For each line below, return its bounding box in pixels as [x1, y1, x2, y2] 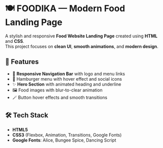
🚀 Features [5, 58, 39, 66]
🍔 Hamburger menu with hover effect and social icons [12, 76, 122, 82]
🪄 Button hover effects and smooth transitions [12, 94, 108, 100]
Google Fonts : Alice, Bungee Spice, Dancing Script [12, 137, 117, 143]
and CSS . [5, 38, 25, 44]
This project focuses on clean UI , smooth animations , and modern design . [5, 43, 159, 49]
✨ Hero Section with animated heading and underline [12, 81, 122, 87]
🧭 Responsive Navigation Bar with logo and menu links [12, 71, 125, 77]
